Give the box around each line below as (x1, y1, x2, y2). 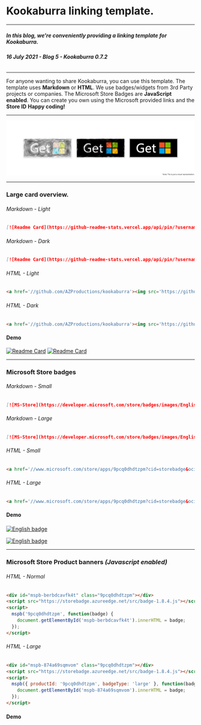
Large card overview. (6, 190, 69, 199)
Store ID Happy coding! (6, 103, 66, 110)
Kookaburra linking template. (6, 4, 154, 18)
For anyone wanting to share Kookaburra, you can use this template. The (6, 77, 185, 84)
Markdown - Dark (6, 237, 50, 245)
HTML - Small (6, 447, 41, 454)
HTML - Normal (6, 572, 45, 580)
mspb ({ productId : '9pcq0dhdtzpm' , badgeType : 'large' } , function (11, 681, 184, 687)
